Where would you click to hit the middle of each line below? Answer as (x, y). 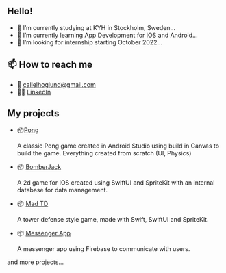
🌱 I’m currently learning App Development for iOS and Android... (107, 35)
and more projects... (35, 262)
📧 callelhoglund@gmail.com (56, 84)
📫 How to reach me (50, 65)
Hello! (20, 11)
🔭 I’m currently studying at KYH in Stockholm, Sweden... (96, 27)
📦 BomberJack (39, 167)
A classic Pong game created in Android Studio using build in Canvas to (118, 146)
